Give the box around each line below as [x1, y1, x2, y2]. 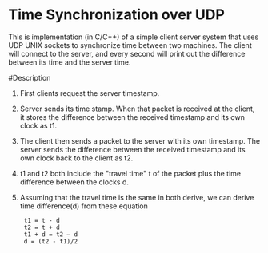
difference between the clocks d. [19, 177, 130, 187]
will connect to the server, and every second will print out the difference [8, 49, 246, 58]
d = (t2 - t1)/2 [23, 237, 78, 245]
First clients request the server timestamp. [19, 88, 160, 97]
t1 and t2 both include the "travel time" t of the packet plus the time [19, 168, 242, 178]
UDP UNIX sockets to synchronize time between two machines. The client [8, 40, 252, 49]
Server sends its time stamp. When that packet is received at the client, [19, 104, 255, 113]
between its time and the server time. [8, 57, 131, 67]
